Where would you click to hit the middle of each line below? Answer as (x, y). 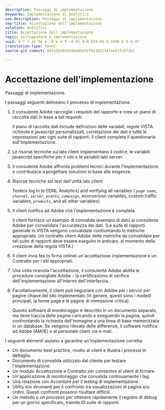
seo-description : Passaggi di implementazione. (55, 19)
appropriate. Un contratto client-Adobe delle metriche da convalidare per (86, 236)
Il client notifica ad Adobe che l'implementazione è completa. (74, 211)
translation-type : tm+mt (30, 46)
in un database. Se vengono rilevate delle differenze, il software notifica (85, 326)
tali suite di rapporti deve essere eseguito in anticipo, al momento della (84, 241)
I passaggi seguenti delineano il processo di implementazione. (68, 102)
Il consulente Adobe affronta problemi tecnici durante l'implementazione (85, 166)
